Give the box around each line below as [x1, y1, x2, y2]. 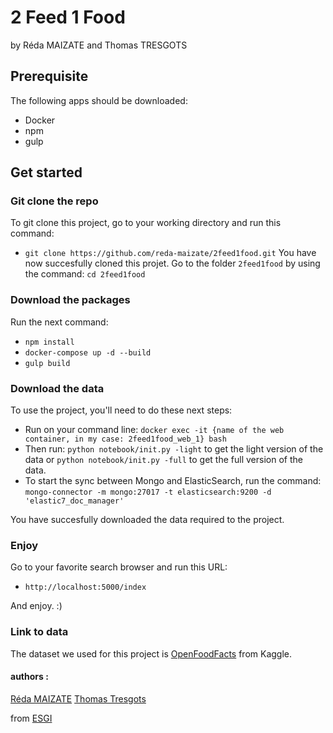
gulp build [24, 358, 71, 368]
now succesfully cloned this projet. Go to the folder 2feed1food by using [24, 257, 321, 270]
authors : [10, 671, 49, 683]
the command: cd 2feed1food [24, 268, 146, 280]
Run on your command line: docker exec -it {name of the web [24, 424, 285, 436]
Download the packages [10, 293, 131, 307]
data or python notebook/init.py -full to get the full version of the [24, 454, 303, 466]
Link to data [10, 625, 69, 639]
